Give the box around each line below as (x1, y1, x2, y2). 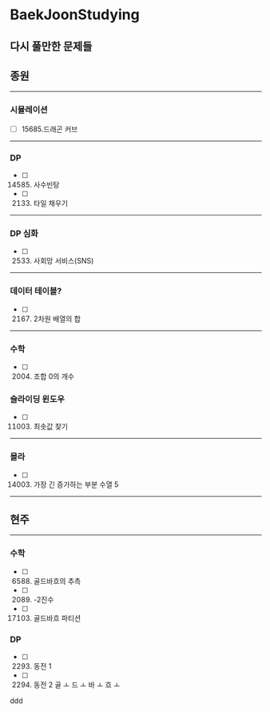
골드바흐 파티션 (33, 613, 81, 622)
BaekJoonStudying (10, 6, 140, 24)
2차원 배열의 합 (33, 314, 81, 324)
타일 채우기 (33, 199, 68, 208)
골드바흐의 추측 (33, 576, 81, 585)
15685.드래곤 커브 (21, 124, 78, 134)
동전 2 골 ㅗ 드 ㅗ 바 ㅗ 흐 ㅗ (33, 679, 121, 690)
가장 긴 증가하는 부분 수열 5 (33, 479, 119, 489)
